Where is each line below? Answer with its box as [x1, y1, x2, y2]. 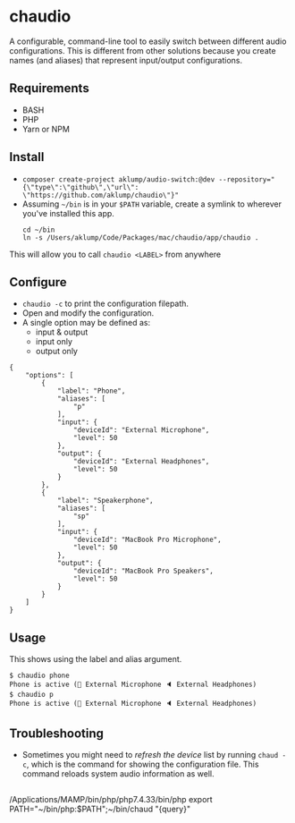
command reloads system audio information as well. [21, 768, 215, 779]
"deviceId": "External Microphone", [72, 426, 210, 435]
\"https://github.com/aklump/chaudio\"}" [21, 191, 179, 199]
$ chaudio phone [9, 671, 70, 681]
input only [35, 336, 73, 347]
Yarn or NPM [21, 123, 70, 134]
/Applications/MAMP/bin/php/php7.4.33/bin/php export [9, 794, 213, 805]
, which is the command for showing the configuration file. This [26, 759, 259, 769]
